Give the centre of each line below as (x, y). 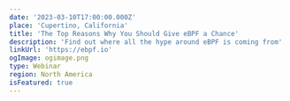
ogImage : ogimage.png (49, 58)
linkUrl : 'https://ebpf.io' (61, 50)
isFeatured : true (41, 83)
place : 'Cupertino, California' (69, 25)
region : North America (51, 75)
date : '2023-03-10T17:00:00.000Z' (73, 17)
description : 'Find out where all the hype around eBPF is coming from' (146, 42)
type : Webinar (35, 67)
